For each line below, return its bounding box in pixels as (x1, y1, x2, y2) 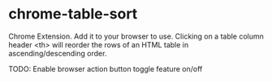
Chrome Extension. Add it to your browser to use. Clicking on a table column (8, 31, 264, 41)
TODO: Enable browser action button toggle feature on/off (8, 64, 203, 73)
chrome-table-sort (8, 5, 138, 23)
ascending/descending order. (8, 48, 107, 58)
